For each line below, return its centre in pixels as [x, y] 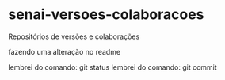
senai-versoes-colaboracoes [106, 15]
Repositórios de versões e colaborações [74, 36]
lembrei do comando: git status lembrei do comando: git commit [113, 67]
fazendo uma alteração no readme [65, 51]
